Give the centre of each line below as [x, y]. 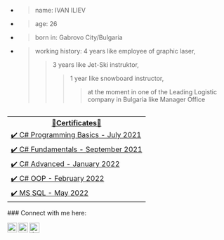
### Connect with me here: [47, 213]
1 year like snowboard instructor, [117, 78]
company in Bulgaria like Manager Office [146, 99]
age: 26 [46, 24]
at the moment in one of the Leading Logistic [152, 92]
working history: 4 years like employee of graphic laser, [115, 51]
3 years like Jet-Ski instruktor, [95, 65]
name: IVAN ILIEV [60, 10]
